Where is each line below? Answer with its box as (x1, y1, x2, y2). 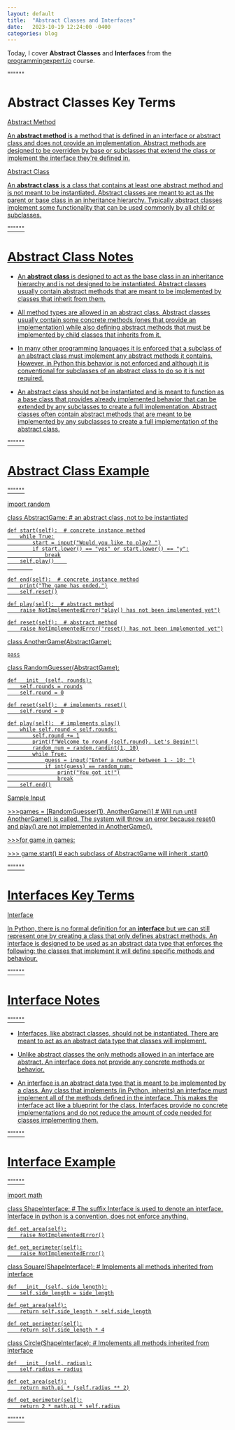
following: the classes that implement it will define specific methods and (7, 947, 215, 955)
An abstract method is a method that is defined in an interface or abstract (7, 131, 221, 140)
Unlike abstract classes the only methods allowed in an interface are (17, 1050, 215, 1058)
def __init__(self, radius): (7, 1359, 92, 1367)
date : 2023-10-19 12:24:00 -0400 (7, 23, 111, 30)
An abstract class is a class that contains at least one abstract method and (7, 181, 224, 189)
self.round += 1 (32, 733, 80, 740)
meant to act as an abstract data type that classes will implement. (17, 1036, 207, 1045)
